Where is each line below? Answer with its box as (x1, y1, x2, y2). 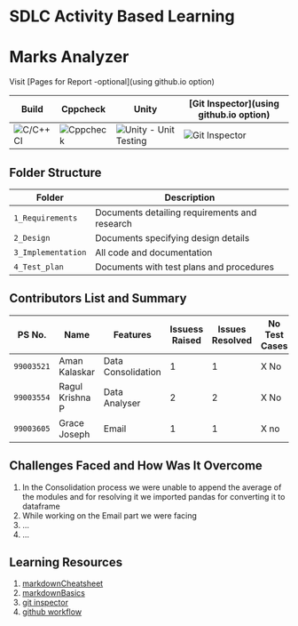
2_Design (13, 233, 51, 243)
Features (113, 328, 153, 341)
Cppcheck (60, 103, 106, 116)
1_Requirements (13, 213, 78, 223)
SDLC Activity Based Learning (9, 6, 235, 27)
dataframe (21, 501, 60, 511)
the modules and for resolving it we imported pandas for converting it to (21, 491, 286, 502)
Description (164, 191, 216, 204)
